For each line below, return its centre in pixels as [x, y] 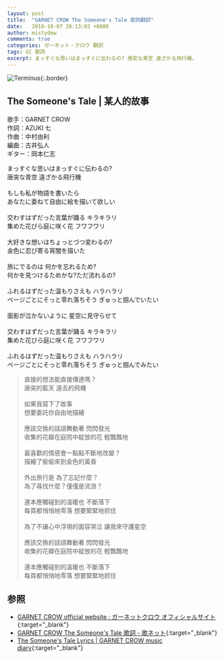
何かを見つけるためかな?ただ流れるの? [61, 275]
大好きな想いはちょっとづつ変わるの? [60, 242]
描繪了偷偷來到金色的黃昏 [60, 461]
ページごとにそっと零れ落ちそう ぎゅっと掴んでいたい [83, 300]
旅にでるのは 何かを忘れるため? [52, 266]
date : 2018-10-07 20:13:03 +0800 [58, 26]
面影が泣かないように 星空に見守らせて [62, 315]
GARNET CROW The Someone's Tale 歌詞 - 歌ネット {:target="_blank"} [117, 633]
